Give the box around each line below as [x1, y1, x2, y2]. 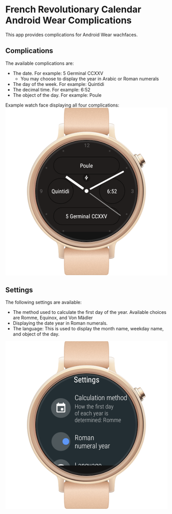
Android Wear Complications [5, 14, 132, 26]
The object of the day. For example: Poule [12, 92, 102, 98]
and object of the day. [12, 331, 60, 338]
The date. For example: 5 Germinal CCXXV [12, 70, 104, 76]
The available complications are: [5, 60, 74, 66]
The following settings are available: [5, 299, 82, 306]
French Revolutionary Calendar [5, 4, 142, 15]
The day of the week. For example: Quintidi [12, 81, 105, 87]
